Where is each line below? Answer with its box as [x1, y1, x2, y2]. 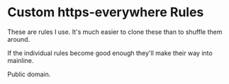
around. [7, 35, 30, 43]
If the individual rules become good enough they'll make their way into [7, 49, 213, 57]
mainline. [7, 56, 34, 64]
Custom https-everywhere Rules [7, 4, 204, 20]
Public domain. [7, 70, 51, 78]
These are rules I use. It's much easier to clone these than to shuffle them [7, 28, 223, 36]
